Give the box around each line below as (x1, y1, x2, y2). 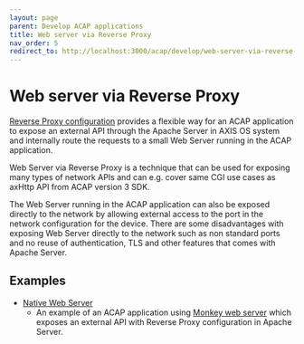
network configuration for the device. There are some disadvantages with (9, 218, 284, 229)
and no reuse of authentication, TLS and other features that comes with (9, 237, 276, 249)
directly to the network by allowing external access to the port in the (9, 209, 264, 220)
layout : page (9, 13, 59, 23)
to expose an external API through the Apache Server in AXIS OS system (9, 126, 280, 137)
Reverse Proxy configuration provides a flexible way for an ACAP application (9, 116, 294, 127)
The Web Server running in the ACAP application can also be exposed (9, 199, 271, 210)
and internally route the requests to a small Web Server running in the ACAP (9, 135, 292, 146)
